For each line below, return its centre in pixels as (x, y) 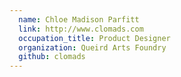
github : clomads (52, 57)
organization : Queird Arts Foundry (92, 47)
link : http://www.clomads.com (81, 29)
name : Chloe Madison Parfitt (79, 19)
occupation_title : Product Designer (94, 38)
